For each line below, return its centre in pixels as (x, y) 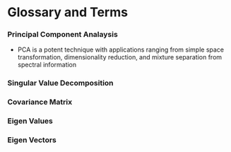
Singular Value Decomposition (61, 83)
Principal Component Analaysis (63, 35)
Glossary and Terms (68, 12)
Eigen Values (30, 121)
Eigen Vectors (32, 140)
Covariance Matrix (40, 102)
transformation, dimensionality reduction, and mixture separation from (120, 57)
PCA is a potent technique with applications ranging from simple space (121, 49)
